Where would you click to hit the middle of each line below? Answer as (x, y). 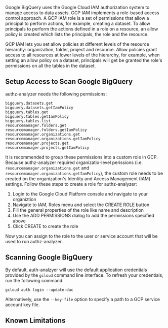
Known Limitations (35, 321)
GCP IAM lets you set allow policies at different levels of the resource (77, 44)
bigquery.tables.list (28, 121)
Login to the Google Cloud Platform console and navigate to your (80, 194)
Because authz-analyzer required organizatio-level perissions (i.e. (74, 162)
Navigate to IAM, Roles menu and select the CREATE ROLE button (81, 205)
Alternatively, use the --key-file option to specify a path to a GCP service (83, 299)
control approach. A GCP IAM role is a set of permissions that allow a (77, 18)
